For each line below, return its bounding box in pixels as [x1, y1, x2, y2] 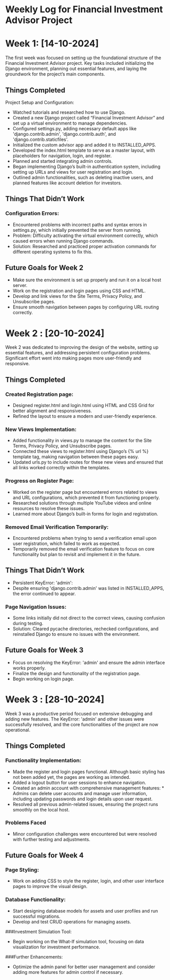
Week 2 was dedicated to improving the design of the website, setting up [5, 344, 159, 350]
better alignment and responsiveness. [12, 408, 92, 414]
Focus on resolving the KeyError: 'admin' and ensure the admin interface [12, 659, 165, 665]
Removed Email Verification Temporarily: [5, 523, 109, 531]
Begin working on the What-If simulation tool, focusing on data [12, 938, 144, 944]
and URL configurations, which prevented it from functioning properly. [12, 494, 160, 500]
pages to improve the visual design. [12, 883, 88, 890]
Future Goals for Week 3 [5, 646, 84, 655]
